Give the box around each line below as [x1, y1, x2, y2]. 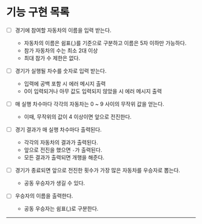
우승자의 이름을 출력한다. [14, 192, 73, 199]
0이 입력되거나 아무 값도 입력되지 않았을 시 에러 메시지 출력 [23, 88, 162, 95]
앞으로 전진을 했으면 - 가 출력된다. [23, 146, 102, 154]
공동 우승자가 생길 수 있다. [23, 179, 85, 187]
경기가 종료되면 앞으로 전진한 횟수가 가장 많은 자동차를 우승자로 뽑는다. [14, 167, 180, 174]
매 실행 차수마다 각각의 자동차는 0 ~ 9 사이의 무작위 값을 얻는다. [14, 101, 164, 108]
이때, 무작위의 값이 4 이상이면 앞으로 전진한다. [23, 113, 132, 120]
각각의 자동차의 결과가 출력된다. [23, 139, 98, 146]
